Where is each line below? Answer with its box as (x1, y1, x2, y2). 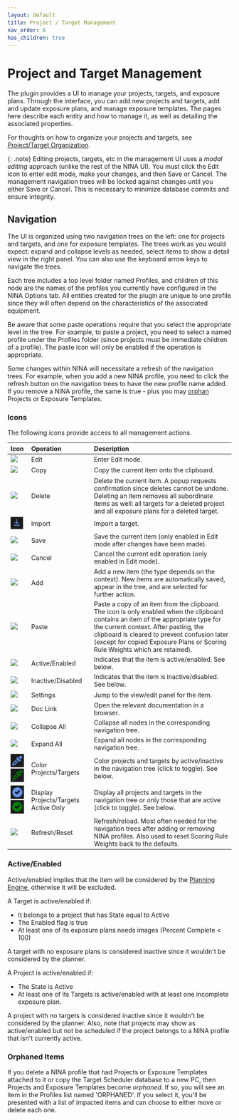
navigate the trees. (7, 262, 63, 271)
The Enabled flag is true (17, 918, 88, 926)
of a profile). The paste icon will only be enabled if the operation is (7, 343, 202, 351)
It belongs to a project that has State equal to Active (17, 911, 170, 919)
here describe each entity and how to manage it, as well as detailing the (7, 112, 218, 120)
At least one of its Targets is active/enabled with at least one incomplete (17, 990, 229, 998)
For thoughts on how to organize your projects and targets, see (7, 133, 193, 142)
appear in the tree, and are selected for (93, 582, 208, 591)
